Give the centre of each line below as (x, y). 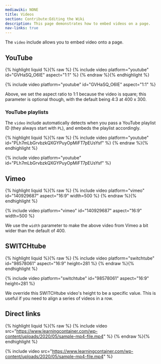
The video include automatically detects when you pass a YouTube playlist (80, 123)
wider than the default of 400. (35, 231)
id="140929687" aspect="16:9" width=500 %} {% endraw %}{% (71, 196)
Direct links (23, 314)
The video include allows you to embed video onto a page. (64, 42)
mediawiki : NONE (22, 10)
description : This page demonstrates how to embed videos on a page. (78, 23)
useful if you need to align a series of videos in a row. (59, 298)
